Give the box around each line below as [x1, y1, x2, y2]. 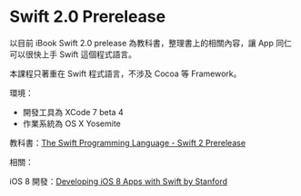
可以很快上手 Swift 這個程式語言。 [9, 48, 136, 60]
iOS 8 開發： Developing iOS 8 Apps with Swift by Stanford [9, 175, 228, 187]
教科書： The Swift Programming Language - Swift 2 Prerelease [9, 137, 246, 148]
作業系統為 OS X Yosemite [22, 118, 121, 129]
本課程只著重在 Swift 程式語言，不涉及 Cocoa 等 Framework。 [9, 68, 242, 79]
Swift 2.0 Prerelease [9, 6, 166, 27]
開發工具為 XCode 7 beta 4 [22, 106, 125, 117]
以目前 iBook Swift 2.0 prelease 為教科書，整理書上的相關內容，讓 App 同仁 [9, 37, 293, 48]
